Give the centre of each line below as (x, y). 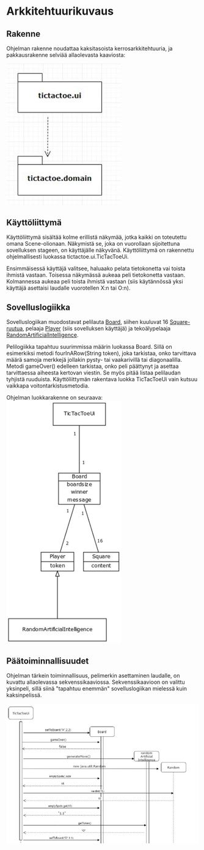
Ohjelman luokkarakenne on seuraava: (54, 398)
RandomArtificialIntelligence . (42, 335)
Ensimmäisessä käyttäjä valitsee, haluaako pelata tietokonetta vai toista (96, 269)
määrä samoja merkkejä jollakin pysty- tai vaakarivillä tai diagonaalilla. (94, 360)
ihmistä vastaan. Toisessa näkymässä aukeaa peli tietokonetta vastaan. (96, 275)
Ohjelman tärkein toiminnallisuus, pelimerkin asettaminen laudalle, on (93, 675)
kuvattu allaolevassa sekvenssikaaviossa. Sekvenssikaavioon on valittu (96, 682)
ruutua (15, 329)
